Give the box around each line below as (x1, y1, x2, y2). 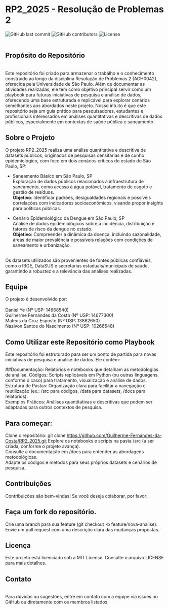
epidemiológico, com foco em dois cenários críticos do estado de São (5, 157, 151, 163)
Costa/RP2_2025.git (5, 438, 47, 444)
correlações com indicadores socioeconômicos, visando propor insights (12, 199, 163, 206)
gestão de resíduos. (12, 189, 55, 195)
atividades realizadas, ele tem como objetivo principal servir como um (5, 86, 151, 92)
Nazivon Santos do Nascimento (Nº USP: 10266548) (5, 323, 115, 329)
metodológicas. (5, 454, 38, 460)
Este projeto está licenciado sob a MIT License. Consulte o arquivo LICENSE (5, 555, 164, 561)
